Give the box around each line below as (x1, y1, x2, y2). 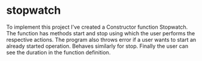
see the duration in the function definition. (6, 48, 111, 56)
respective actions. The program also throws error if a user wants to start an (6, 36, 197, 43)
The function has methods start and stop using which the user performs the (6, 29, 195, 36)
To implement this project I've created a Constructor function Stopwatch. (6, 23, 188, 30)
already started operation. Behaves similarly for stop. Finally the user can (6, 42, 189, 50)
